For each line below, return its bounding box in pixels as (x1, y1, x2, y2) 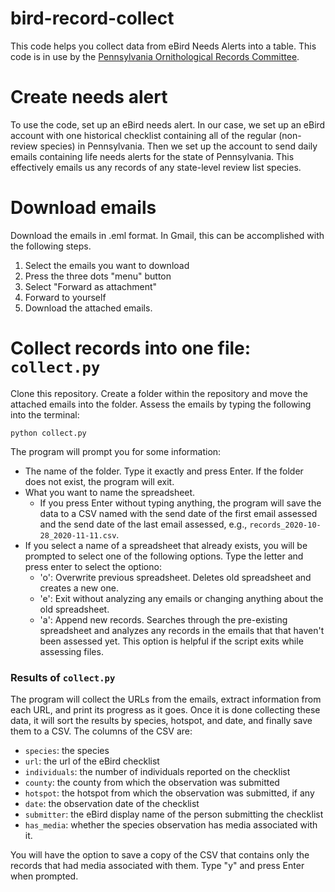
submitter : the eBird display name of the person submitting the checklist (24, 808, 324, 821)
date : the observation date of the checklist (24, 798, 200, 810)
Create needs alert (10, 86, 168, 109)
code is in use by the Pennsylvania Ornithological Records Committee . (10, 50, 300, 62)
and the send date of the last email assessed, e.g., (39, 518, 248, 530)
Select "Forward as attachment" (24, 280, 158, 292)
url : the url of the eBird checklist (24, 755, 160, 767)
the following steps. (10, 240, 92, 252)
